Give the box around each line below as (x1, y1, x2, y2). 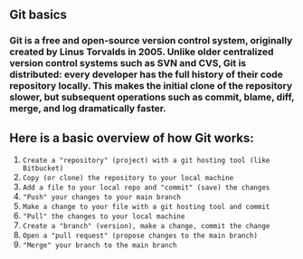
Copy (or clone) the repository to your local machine (22, 174, 234, 183)
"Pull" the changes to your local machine (22, 212, 185, 221)
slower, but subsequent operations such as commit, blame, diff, (9, 91, 295, 103)
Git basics (9, 7, 68, 23)
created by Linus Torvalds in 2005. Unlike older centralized (9, 45, 274, 58)
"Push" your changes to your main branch (22, 193, 181, 202)
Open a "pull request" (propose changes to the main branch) (22, 231, 259, 241)
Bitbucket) (22, 164, 64, 173)
